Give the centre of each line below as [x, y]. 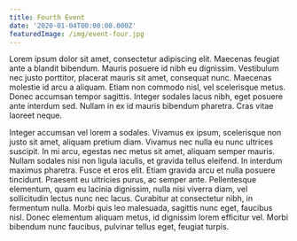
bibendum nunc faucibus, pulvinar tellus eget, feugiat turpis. [119, 227]
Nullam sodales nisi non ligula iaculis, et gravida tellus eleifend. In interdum [146, 161]
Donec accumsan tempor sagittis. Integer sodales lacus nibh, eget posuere [146, 97]
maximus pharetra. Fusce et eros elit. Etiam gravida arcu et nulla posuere [142, 170]
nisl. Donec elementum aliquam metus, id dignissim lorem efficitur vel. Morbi [149, 217]
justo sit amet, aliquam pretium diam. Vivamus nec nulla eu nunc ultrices [141, 142]
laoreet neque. [36, 115]
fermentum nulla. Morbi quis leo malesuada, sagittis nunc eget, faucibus [141, 208]
